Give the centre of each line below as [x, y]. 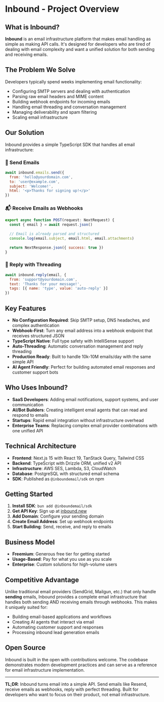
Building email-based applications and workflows [61, 617]
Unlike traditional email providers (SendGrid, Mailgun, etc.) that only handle [81, 592]
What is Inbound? [32, 27]
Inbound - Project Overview [62, 9]
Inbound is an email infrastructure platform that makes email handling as [78, 39]
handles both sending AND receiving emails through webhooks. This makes [81, 602]
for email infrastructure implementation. [45, 670]
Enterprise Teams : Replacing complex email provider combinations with [85, 426]
